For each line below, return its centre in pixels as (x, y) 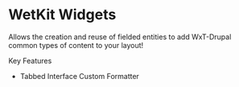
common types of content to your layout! (76, 45)
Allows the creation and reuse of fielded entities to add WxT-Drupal (120, 37)
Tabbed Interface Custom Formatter (79, 76)
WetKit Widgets (62, 15)
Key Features (30, 61)
